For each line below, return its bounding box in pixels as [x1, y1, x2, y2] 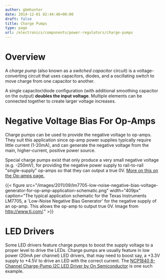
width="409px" [109, 187, 141, 193]
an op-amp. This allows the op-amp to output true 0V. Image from [5, 203, 139, 209]
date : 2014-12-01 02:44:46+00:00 [5, 12, 74, 17]
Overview [5, 51, 46, 63]
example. [5, 268, 24, 274]
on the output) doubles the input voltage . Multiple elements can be [5, 93, 142, 99]
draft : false [5, 16, 32, 21]
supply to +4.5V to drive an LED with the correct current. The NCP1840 [5, 257, 150, 264]
